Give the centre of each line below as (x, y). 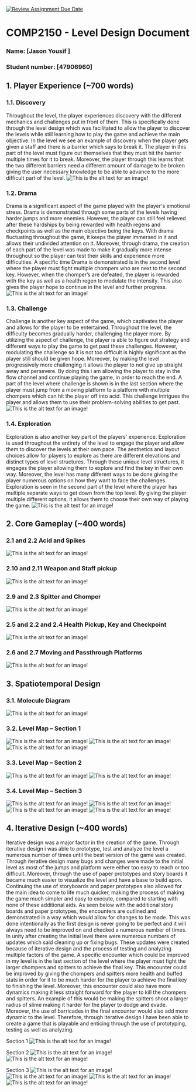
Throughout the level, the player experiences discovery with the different (94, 115)
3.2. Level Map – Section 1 (43, 728)
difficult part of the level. (36, 178)
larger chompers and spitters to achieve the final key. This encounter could (97, 967)
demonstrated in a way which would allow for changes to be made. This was (98, 917)
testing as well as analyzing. (40, 1029)
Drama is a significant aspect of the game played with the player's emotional (98, 206)
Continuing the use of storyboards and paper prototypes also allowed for (94, 886)
